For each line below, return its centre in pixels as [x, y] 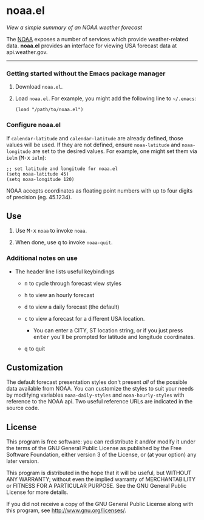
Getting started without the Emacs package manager [86, 74]
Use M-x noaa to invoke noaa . [51, 231]
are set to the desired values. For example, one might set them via [115, 151]
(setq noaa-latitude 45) [38, 174]
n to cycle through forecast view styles [73, 283]
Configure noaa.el [33, 125]
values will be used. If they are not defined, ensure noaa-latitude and [93, 145]
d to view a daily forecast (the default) [72, 307]
